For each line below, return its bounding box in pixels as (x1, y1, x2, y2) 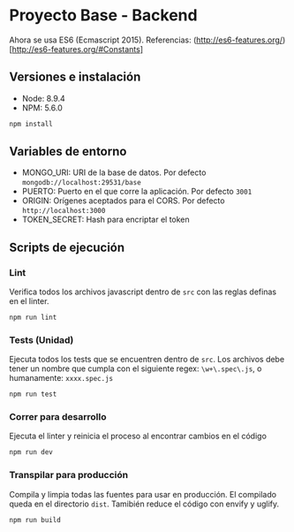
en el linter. (9, 296, 49, 307)
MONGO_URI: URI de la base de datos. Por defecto (21, 167, 207, 178)
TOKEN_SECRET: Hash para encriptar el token (21, 214, 190, 225)
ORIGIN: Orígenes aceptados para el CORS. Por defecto (21, 195, 225, 206)
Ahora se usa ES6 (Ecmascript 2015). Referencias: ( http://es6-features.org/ (9, 34, 283, 45)
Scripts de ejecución (9, 239, 125, 255)
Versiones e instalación (9, 70, 141, 85)
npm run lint (9, 313, 57, 323)
